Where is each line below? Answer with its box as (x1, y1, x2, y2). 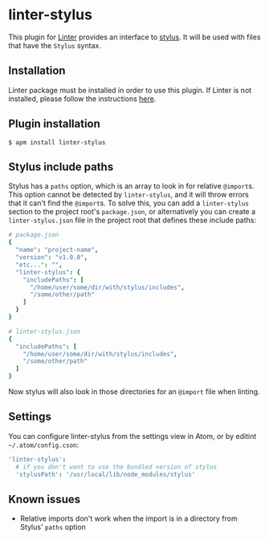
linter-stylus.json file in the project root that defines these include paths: (8, 215, 257, 225)
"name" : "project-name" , (15, 246, 99, 254)
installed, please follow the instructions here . (8, 94, 157, 104)
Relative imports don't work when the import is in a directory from (19, 514, 238, 523)
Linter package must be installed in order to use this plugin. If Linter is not (8, 85, 252, 95)
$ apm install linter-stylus (8, 138, 106, 146)
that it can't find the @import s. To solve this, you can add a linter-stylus (8, 198, 249, 208)
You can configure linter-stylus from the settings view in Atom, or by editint (8, 431, 257, 441)
